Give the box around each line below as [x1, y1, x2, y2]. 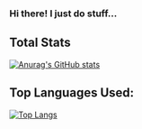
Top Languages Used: [9, 85, 135, 101]
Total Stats [9, 35, 71, 51]
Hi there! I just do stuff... [9, 7, 118, 20]
